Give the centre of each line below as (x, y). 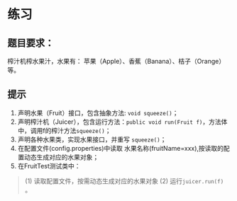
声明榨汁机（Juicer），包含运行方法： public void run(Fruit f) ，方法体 (122, 122)
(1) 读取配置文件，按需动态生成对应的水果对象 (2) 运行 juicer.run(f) (124, 180)
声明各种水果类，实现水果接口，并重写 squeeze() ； (92, 139)
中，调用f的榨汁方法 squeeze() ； (64, 130)
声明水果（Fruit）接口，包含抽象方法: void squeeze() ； (98, 113)
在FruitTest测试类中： (49, 166)
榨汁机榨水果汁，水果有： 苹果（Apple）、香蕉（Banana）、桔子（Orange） (116, 61)
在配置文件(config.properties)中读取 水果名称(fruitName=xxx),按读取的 (121, 148)
